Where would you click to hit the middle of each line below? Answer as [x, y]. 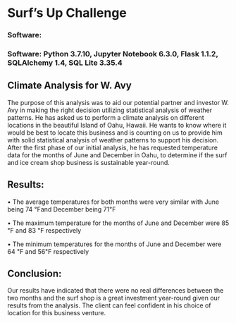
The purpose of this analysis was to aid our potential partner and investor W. [118, 102]
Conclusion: [35, 274]
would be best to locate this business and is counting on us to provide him [115, 133]
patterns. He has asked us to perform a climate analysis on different [106, 117]
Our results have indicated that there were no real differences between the [116, 291]
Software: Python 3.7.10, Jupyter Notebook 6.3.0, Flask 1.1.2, [113, 54]
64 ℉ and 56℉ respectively [48, 251]
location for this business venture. [57, 313]
